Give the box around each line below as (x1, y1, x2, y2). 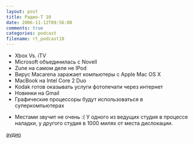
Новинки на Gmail (14, 89, 60, 96)
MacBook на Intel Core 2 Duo (14, 77, 87, 84)
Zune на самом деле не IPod (14, 65, 87, 71)
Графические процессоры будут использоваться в (14, 96, 143, 103)
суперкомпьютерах (14, 102, 65, 109)
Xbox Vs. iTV (14, 52, 47, 59)
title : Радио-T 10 (6, 14, 51, 20)
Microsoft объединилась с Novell (14, 58, 97, 65)
